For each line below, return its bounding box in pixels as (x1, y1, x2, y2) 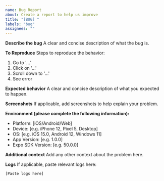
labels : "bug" (5, 21, 35, 27)
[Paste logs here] (5, 171, 44, 176)
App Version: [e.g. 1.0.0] (12, 137, 63, 143)
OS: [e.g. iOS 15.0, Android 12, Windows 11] (12, 131, 102, 137)
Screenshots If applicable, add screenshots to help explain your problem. (5, 101, 158, 107)
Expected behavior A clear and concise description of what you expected (5, 85, 159, 92)
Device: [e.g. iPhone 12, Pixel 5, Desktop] (12, 126, 98, 132)
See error (12, 76, 33, 82)
